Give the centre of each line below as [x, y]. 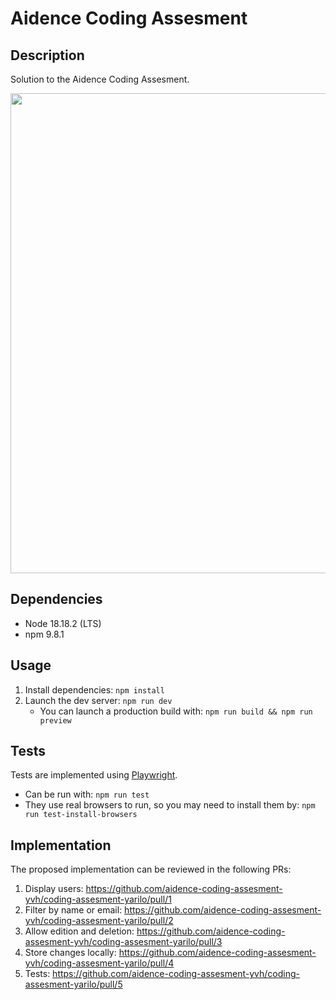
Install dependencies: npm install [94, 689]
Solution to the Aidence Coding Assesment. [100, 79]
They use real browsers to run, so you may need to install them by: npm [170, 805]
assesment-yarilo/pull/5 [73, 984]
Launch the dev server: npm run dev [98, 700]
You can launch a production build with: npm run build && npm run [176, 711]
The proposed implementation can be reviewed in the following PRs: [151, 869]
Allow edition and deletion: [79, 931]
